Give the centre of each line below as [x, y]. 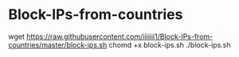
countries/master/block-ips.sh [58, 44]
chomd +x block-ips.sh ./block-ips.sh [170, 44]
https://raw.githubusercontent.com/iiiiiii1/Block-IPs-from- [120, 36]
